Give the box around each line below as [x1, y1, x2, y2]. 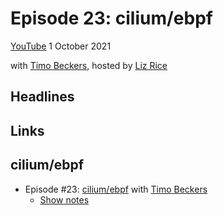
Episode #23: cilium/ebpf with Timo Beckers [24, 183, 208, 195]
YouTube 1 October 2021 [10, 40, 112, 52]
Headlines [10, 88, 75, 106]
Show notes [39, 193, 90, 206]
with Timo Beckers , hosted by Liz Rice [10, 59, 168, 71]
